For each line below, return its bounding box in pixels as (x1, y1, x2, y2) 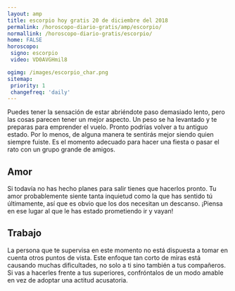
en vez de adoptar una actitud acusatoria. (7, 275, 128, 284)
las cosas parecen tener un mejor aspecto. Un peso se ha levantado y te (7, 116, 217, 124)
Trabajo (7, 227, 42, 240)
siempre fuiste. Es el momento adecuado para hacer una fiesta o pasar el (7, 138, 220, 147)
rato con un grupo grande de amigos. (7, 145, 116, 154)
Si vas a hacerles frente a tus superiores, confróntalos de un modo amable (7, 268, 224, 277)
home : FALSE (7, 37, 42, 44)
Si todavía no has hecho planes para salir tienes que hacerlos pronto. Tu (7, 185, 217, 193)
